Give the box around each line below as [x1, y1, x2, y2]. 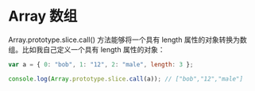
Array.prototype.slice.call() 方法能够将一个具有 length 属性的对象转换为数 [8, 35, 248, 44]
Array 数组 [8, 7, 78, 25]
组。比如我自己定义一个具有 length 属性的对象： [8, 44, 165, 54]
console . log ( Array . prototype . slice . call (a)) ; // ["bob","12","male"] [8, 74, 244, 83]
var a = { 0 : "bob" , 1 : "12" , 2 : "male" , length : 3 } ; [8, 60, 194, 68]
